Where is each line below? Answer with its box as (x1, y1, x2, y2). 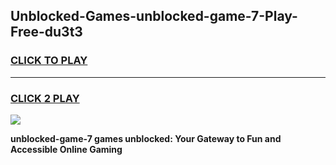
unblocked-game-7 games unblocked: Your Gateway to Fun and (10, 132, 282, 144)
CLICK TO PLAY (10, 54, 88, 68)
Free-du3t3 (10, 24, 83, 41)
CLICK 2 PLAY (10, 91, 80, 105)
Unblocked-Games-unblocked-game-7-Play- (10, 8, 298, 25)
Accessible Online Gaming (10, 143, 123, 155)
